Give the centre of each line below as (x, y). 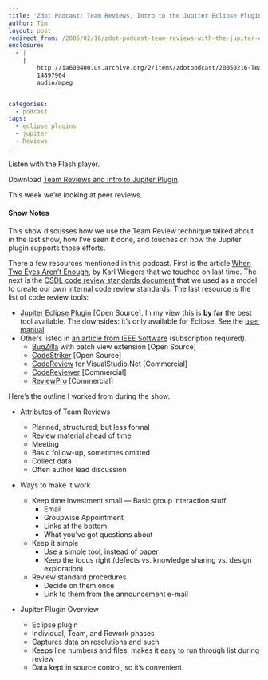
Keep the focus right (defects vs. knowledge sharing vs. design (148, 559)
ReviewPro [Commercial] (73, 380)
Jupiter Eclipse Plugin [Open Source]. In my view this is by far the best (136, 312)
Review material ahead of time (81, 435)
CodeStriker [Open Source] (77, 355)
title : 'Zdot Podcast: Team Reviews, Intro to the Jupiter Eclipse (123, 16)
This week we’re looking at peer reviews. (75, 195)
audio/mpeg (55, 82)
